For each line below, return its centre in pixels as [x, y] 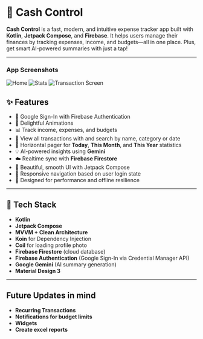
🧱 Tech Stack [31, 205]
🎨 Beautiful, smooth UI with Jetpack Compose [72, 167]
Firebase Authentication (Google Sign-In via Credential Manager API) [102, 258]
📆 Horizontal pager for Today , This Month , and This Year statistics [98, 145]
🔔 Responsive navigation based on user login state [78, 174]
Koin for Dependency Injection [53, 239]
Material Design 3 [38, 271]
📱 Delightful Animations [44, 123]
